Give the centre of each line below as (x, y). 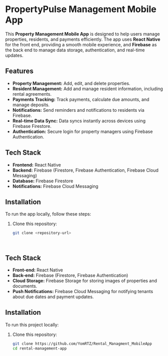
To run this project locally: (32, 325)
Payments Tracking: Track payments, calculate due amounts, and (81, 99)
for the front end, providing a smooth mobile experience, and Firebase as (81, 44)
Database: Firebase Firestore (43, 181)
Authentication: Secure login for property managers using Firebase (82, 131)
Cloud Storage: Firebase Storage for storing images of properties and (85, 280)
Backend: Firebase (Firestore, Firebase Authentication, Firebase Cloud (86, 170)
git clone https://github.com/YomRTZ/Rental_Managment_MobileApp (82, 343)
